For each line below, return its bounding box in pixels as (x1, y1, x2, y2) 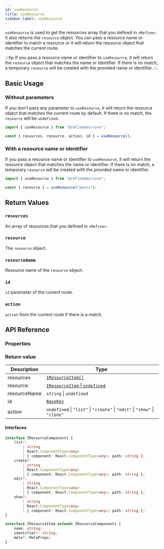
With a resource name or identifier (5, 145, 88, 152)
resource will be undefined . (5, 115, 59, 121)
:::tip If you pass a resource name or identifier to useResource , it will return (5, 55, 153, 61)
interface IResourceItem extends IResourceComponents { (5, 522, 121, 527)
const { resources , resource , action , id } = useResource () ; (5, 133, 132, 138)
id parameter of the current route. (5, 289, 73, 295)
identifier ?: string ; (14, 531, 58, 536)
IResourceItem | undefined (46, 382, 106, 389)
